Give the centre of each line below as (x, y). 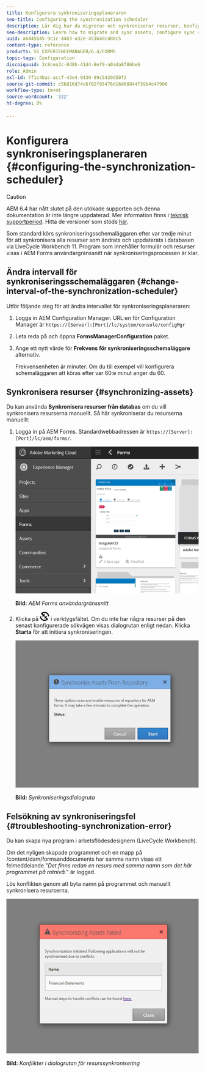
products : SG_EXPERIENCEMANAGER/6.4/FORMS (61, 52)
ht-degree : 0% (24, 103)
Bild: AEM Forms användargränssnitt (62, 603)
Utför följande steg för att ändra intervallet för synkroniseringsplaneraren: (99, 306)
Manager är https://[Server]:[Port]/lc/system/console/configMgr (100, 324)
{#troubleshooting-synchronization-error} (89, 826)
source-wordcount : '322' (38, 97)
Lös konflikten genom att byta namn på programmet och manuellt (88, 884)
